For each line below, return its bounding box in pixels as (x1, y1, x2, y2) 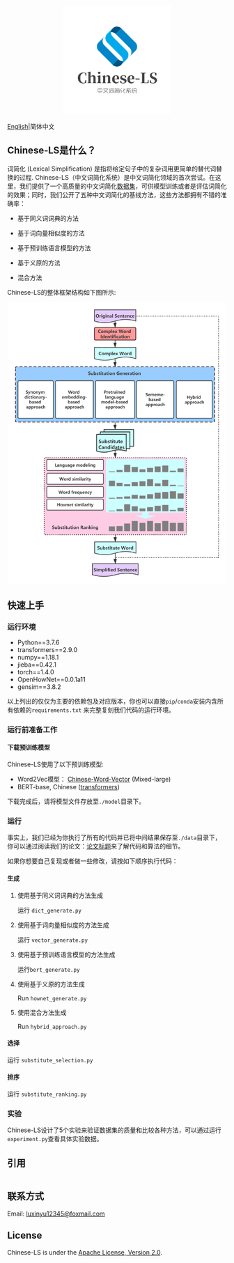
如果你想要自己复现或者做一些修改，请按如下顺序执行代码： (7, 857, 178, 865)
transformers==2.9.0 (17, 645, 78, 653)
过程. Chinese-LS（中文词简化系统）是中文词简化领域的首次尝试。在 (19, 173, 216, 181)
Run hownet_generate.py (17, 993, 87, 1002)
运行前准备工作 (7, 725, 58, 734)
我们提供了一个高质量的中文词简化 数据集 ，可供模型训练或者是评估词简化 (19, 182, 227, 190)
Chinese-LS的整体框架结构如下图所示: (7, 288, 116, 296)
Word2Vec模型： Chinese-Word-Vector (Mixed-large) (17, 775, 171, 784)
